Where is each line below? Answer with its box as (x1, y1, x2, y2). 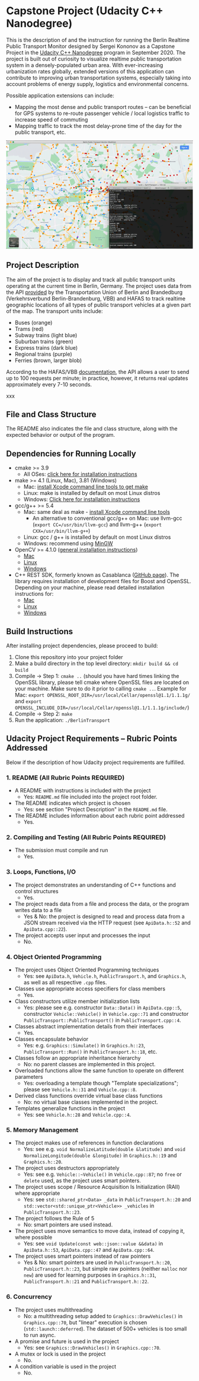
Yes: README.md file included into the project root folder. (23, 793, 158, 801)
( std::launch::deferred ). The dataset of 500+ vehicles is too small (23, 1325, 187, 1332)
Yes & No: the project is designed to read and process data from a (23, 913, 185, 920)
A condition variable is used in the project (14, 1363, 117, 1370)
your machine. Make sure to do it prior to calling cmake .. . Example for (14, 685, 187, 692)
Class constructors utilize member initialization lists (14, 998, 140, 1005)
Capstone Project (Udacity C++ (6, 4, 163, 18)
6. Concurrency (6, 1293, 52, 1301)
